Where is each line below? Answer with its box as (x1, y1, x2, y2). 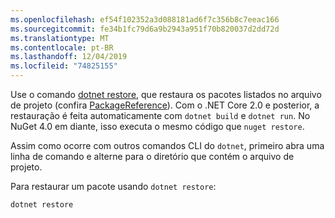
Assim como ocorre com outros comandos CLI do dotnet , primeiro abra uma (10, 140, 325, 151)
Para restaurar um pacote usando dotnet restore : (10, 181, 217, 192)
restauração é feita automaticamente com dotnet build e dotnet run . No (10, 110, 311, 121)
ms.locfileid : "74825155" (10, 61, 118, 71)
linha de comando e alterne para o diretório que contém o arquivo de (10, 151, 295, 162)
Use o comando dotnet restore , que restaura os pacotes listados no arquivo (10, 89, 322, 100)
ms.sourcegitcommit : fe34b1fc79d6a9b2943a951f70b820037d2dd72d (10, 24, 280, 34)
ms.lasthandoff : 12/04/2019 (10, 52, 128, 62)
